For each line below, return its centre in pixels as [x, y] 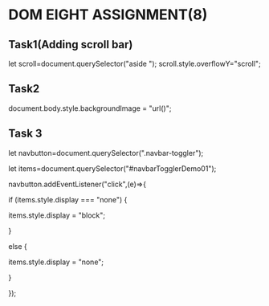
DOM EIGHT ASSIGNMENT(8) [108, 15]
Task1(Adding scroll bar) [71, 45]
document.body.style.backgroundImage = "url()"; [90, 108]
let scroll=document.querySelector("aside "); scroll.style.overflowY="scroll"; [134, 63]
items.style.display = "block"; [57, 215]
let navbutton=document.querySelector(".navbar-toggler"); [106, 153]
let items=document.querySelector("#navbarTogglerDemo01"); [112, 168]
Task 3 [25, 134]
